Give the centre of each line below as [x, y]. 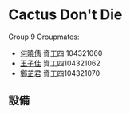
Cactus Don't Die [65, 15]
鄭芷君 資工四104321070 [60, 73]
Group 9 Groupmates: [44, 37]
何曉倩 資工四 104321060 [61, 53]
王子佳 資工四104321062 [60, 63]
